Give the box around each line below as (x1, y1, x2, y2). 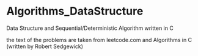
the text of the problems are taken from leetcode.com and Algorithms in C (6, 36, 193, 43)
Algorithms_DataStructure (6, 4, 144, 18)
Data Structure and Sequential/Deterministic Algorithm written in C (6, 24, 174, 32)
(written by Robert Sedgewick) (6, 43, 84, 50)
